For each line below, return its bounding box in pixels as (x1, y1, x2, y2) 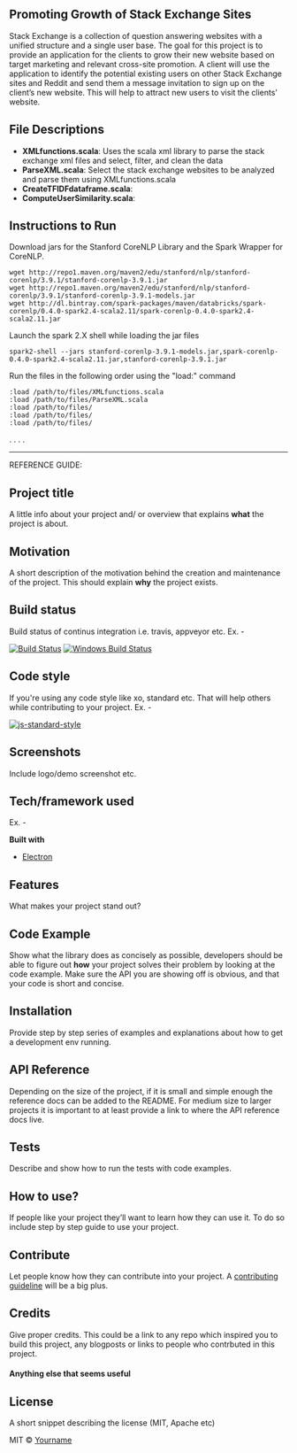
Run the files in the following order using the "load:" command (9, 371, 236, 382)
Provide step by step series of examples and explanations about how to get (9, 1027, 284, 1038)
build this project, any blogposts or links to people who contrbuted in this (9, 1339, 276, 1349)
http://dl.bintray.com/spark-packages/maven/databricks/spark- (28, 299, 267, 308)
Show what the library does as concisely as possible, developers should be (9, 949, 283, 960)
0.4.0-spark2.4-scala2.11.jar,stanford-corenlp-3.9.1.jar (9, 355, 227, 364)
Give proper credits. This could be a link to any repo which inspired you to (9, 1329, 278, 1340)
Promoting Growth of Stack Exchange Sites (9, 7, 252, 22)
